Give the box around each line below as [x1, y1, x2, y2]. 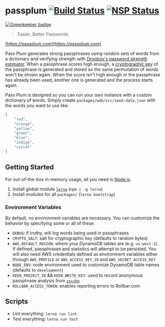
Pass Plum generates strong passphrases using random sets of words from [5, 50, 160, 56]
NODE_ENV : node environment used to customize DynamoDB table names [12, 262, 160, 268]
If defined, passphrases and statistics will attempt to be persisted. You [12, 246, 157, 252]
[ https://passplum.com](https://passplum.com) [5, 40, 101, 47]
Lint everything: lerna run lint [12, 311, 77, 317]
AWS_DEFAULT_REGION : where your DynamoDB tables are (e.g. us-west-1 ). [12, 240, 159, 246]
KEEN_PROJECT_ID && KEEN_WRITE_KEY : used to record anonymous [12, 272, 143, 278]
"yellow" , [14, 126, 35, 131]
